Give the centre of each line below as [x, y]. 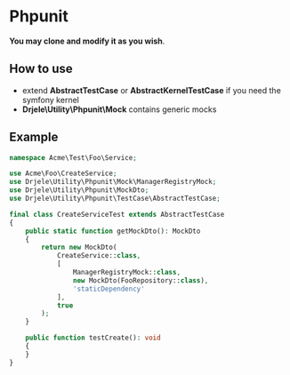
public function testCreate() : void [93, 338]
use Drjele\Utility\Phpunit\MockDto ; [79, 190]
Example [34, 137]
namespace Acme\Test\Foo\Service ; [73, 157]
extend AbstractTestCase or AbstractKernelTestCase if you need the [152, 90]
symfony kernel [51, 100]
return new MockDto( [79, 247]
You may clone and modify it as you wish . [87, 41]
